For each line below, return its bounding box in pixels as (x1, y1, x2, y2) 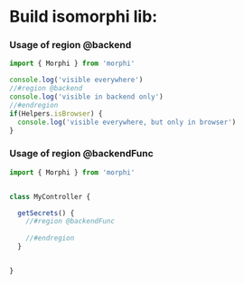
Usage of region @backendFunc (9, 147, 154, 160)
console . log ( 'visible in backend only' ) (9, 92, 164, 101)
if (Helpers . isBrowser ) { (9, 109, 103, 118)
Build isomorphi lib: (9, 6, 158, 27)
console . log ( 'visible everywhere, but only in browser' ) (17, 118, 237, 127)
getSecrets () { (17, 208, 75, 218)
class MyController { (9, 192, 91, 201)
